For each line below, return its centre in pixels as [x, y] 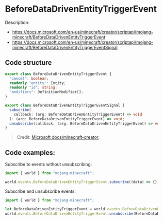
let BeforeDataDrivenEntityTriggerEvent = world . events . [64, 209]
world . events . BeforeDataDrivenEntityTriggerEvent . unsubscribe [69, 213]
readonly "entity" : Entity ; [38, 83]
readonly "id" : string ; [33, 88]
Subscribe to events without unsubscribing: [49, 165]
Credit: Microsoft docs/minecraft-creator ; [58, 137]
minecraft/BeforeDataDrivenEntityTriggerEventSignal [65, 47]
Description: [17, 22]
